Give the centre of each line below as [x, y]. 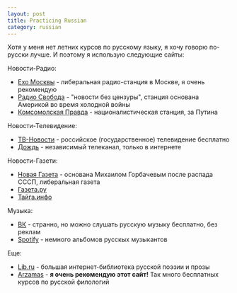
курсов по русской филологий [63, 282]
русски [18, 54]
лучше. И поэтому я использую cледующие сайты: [107, 54]
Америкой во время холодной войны [74, 105]
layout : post [27, 14]
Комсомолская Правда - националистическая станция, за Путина [117, 112]
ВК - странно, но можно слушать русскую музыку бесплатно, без [117, 224]
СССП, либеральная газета [59, 182]
